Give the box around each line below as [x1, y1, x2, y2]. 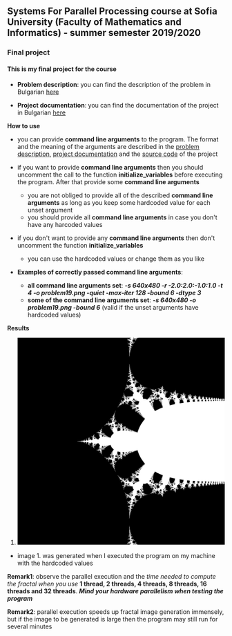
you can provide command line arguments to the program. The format [17, 135, 219, 143]
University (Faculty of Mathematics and [7, 17, 182, 28]
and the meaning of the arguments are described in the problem [17, 142, 200, 150]
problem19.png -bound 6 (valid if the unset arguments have [27, 303, 199, 311]
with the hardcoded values [17, 559, 93, 567]
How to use [7, 121, 40, 130]
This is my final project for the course [7, 65, 117, 73]
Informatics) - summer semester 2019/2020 [7, 27, 202, 39]
